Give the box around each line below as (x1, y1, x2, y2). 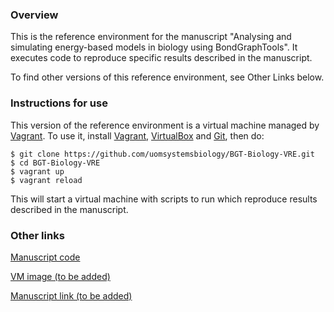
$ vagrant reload (10, 175, 83, 185)
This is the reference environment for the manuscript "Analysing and (10, 31, 292, 43)
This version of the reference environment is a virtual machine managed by (10, 119, 320, 131)
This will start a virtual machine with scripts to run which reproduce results (10, 193, 318, 205)
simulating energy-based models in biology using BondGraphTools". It (10, 41, 298, 53)
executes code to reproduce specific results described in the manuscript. (10, 52, 313, 64)
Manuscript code (10, 251, 81, 263)
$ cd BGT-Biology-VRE (10, 158, 101, 168)
